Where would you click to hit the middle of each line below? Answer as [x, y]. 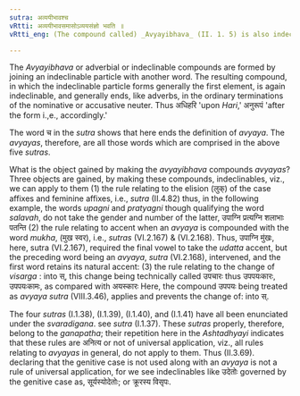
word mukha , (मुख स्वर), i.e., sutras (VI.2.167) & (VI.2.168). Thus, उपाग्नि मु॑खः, [142, 238]
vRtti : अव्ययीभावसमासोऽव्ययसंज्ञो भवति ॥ [67, 26]
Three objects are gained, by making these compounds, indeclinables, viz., [147, 179]
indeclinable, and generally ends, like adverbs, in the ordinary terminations [146, 96]
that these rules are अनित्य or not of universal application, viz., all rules [137, 343]
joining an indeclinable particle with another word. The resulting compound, [148, 77]
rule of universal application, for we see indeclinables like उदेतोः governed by [148, 372]
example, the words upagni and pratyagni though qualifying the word [137, 208]
